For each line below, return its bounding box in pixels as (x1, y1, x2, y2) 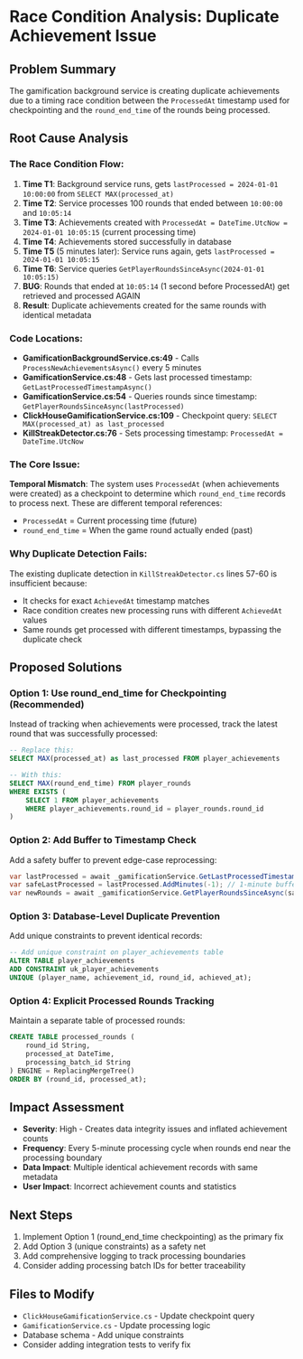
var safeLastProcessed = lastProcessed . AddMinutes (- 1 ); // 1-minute (9, 880, 272, 889)
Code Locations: (9, 332, 83, 344)
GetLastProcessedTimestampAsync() (22, 382, 152, 392)
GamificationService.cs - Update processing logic (22, 1319, 211, 1330)
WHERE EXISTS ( (9, 787, 67, 796)
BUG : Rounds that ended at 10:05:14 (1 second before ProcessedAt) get (22, 280, 290, 291)
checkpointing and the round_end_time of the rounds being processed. (9, 105, 271, 115)
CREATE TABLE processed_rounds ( (9, 1033, 135, 1042)
